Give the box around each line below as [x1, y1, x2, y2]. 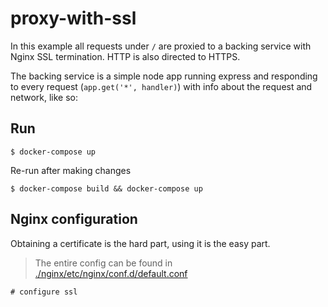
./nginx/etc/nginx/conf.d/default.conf [34, 267, 188, 279]
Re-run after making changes [10, 164, 132, 176]
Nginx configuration [10, 211, 138, 228]
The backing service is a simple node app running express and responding [10, 70, 318, 82]
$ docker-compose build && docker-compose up [10, 183, 203, 194]
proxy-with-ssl [10, 7, 137, 30]
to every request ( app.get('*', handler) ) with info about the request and [10, 80, 313, 92]
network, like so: [10, 91, 79, 103]
